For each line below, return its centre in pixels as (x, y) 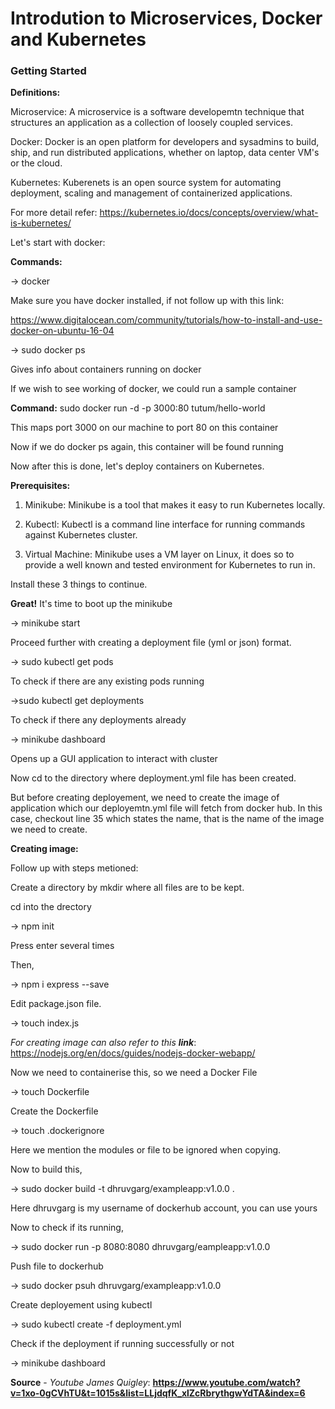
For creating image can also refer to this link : (103, 1043)
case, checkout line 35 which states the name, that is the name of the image (167, 819)
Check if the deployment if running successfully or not (122, 1344)
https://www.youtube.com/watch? (226, 1383)
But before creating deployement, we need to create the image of (145, 798)
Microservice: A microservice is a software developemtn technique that (157, 112)
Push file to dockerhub (57, 1266)
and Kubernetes (78, 39)
